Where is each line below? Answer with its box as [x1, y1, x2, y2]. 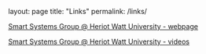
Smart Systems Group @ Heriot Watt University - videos [8, 37, 190, 46]
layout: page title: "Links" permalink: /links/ [8, 7, 148, 16]
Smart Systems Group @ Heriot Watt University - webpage [8, 22, 199, 31]
